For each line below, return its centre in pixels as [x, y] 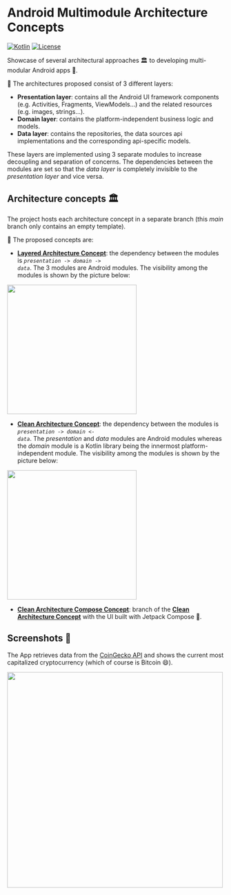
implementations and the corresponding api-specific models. [104, 141]
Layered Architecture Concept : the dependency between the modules [118, 253]
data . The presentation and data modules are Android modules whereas [119, 438]
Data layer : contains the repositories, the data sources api [100, 133]
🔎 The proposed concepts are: [50, 239]
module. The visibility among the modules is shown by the [137, 453]
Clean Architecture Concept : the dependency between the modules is [118, 424]
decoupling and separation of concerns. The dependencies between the [110, 161]
